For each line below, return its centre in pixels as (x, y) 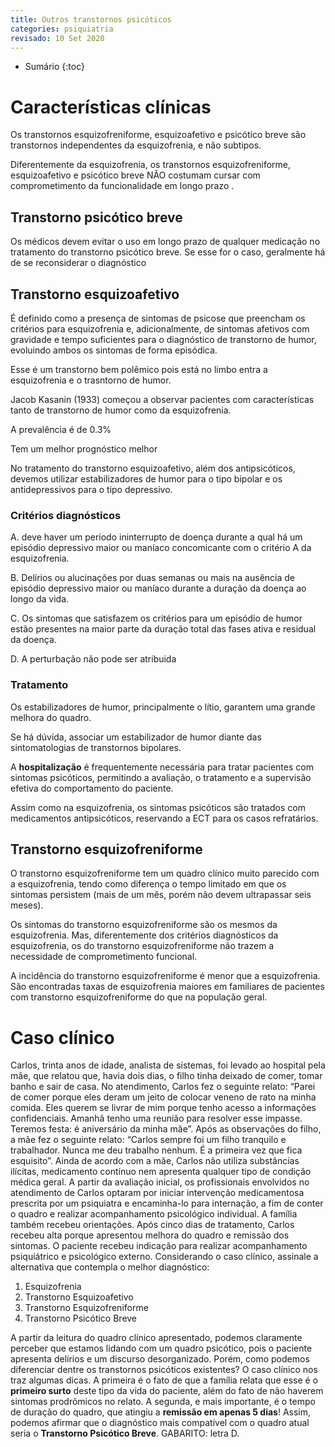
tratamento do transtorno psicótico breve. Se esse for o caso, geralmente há (168, 252)
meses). (27, 905)
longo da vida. (40, 599)
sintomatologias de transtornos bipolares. (96, 747)
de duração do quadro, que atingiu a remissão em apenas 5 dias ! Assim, (161, 1412)
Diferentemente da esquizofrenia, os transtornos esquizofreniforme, (150, 165)
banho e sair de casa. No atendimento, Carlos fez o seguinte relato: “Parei (163, 1087)
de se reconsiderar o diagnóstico (78, 263)
